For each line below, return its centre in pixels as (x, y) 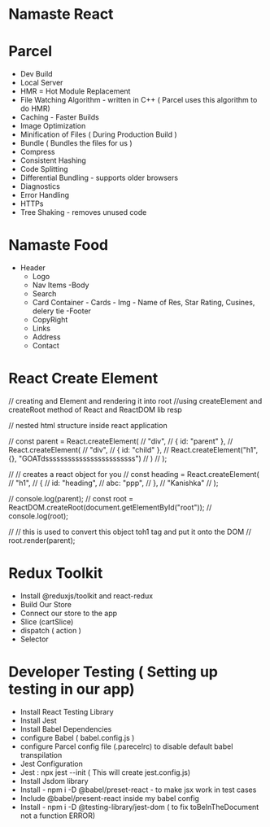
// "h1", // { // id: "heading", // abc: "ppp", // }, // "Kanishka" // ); (113, 483)
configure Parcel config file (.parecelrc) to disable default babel (126, 746)
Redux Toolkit (56, 573)
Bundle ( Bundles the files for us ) (76, 143)
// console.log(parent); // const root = (71, 499)
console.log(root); (39, 516)
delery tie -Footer (62, 311)
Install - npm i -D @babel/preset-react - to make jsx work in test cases (138, 790)
